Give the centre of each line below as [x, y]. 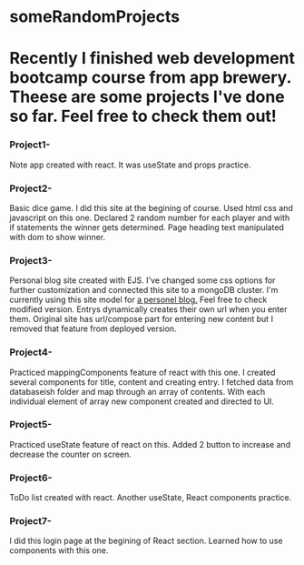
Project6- [31, 478]
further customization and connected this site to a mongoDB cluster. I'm [144, 290]
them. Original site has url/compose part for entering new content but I [142, 319]
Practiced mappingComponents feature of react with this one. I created [142, 372]
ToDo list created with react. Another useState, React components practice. [151, 498]
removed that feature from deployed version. [93, 328]
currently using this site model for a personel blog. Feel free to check [138, 300]
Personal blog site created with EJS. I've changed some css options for [142, 280]
